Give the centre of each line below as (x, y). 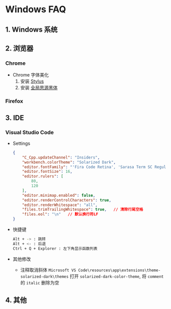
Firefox (14, 101)
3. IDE (15, 118)
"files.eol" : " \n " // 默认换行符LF (60, 214)
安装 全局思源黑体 (39, 88)
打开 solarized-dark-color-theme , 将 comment (117, 276)
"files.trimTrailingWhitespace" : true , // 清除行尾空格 (83, 210)
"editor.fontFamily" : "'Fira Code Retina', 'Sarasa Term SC (87, 167)
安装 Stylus (32, 81)
